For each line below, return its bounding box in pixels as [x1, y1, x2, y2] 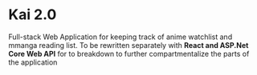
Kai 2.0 [8, 6, 57, 24]
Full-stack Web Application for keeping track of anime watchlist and [8, 32, 233, 41]
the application [8, 57, 58, 67]
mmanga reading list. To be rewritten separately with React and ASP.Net [8, 40, 249, 49]
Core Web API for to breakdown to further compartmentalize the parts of [8, 49, 250, 58]
